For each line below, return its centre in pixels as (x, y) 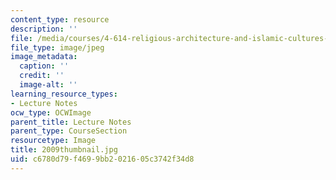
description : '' (44, 29)
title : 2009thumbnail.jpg (64, 150)
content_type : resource (60, 19)
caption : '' (44, 66)
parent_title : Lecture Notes (71, 122)
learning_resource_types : (64, 94)
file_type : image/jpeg (57, 47)
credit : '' (42, 76)
